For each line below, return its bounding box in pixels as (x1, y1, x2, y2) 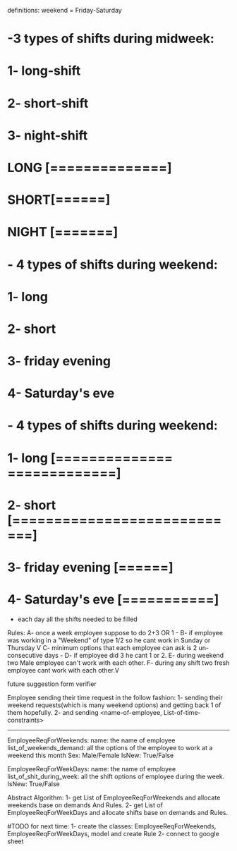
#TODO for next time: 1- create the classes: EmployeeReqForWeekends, (7, 821, 217, 831)
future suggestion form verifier (7, 680, 97, 688)
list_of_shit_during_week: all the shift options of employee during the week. (7, 772, 225, 780)
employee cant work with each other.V (7, 666, 120, 674)
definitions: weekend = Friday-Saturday (7, 6, 122, 14)
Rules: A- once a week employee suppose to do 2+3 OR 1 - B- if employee (7, 628, 224, 637)
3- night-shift (7, 127, 88, 143)
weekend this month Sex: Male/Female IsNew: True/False (7, 751, 174, 759)
